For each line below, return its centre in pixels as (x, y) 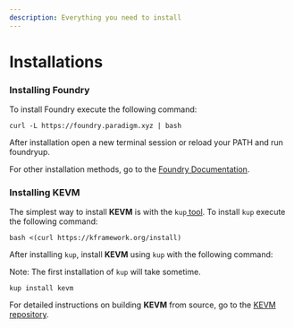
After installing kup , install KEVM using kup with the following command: (141, 255)
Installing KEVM (45, 193)
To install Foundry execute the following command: (103, 109)
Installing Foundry (50, 90)
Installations (56, 61)
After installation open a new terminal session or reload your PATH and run (146, 142)
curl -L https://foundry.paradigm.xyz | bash (95, 126)
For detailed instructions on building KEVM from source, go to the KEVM (143, 305)
